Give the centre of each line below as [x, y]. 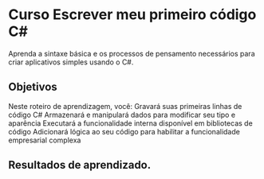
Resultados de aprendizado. [80, 165]
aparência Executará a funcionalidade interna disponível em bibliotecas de [130, 123]
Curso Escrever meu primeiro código [132, 15]
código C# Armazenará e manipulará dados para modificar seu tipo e [122, 115]
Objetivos [33, 87]
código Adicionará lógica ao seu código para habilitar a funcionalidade [124, 131]
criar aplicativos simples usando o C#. [71, 62]
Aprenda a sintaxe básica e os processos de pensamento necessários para [132, 53]
